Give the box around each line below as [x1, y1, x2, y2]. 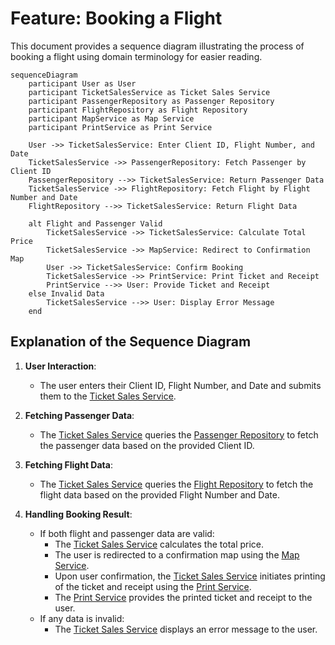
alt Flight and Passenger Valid [28, 218, 163, 229]
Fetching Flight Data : [24, 458, 113, 471]
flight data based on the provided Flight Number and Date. [39, 488, 280, 501]
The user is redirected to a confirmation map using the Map [54, 548, 300, 561]
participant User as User [28, 78, 137, 89]
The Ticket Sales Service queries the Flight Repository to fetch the [39, 478, 314, 490]
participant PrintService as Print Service [28, 122, 213, 132]
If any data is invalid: [39, 612, 125, 624]
